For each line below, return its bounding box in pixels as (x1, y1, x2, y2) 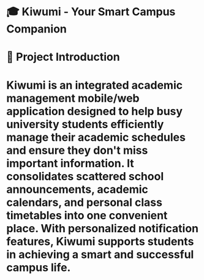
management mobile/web (6, 91, 140, 105)
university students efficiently (6, 117, 164, 131)
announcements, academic (6, 182, 149, 196)
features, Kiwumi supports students (6, 234, 194, 248)
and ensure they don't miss (6, 143, 148, 157)
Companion (6, 22, 67, 36)
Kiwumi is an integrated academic (6, 78, 183, 92)
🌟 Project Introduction (6, 50, 121, 64)
